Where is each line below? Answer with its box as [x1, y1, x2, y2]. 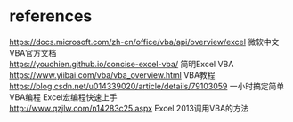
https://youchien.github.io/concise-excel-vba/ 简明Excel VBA [9, 58, 234, 69]
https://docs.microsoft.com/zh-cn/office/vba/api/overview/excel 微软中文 [9, 36, 280, 47]
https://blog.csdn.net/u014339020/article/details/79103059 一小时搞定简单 [9, 80, 285, 91]
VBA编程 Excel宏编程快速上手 [9, 91, 118, 103]
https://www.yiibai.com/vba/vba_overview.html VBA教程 [9, 69, 216, 80]
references [9, 6, 93, 27]
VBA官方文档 [9, 47, 57, 58]
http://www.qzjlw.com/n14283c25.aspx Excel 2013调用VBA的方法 [9, 103, 249, 113]
